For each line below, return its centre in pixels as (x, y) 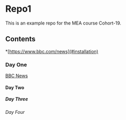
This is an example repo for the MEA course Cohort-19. (63, 23)
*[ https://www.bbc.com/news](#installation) (52, 51)
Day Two (15, 87)
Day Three (17, 99)
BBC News (17, 76)
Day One (16, 64)
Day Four (15, 112)
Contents (20, 39)
